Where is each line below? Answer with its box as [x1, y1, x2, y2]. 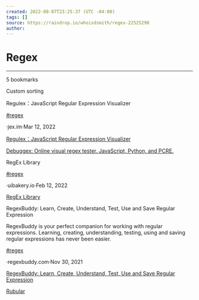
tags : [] [6, 14, 28, 20]
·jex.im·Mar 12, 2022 [6, 123, 56, 131]
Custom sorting [6, 87, 44, 95]
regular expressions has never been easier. [6, 235, 111, 242]
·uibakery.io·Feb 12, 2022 [6, 182, 68, 189]
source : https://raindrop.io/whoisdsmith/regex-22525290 [6, 20, 150, 26]
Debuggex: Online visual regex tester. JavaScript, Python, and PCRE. [6, 147, 174, 154]
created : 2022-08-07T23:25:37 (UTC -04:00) [6, 8, 115, 15]
